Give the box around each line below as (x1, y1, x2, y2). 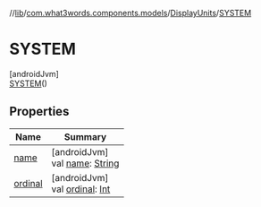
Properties (9, 104, 70, 119)
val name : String (51, 157, 120, 169)
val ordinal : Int (51, 183, 111, 195)
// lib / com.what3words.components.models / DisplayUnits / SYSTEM (9, 8, 252, 18)
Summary (63, 130, 107, 142)
